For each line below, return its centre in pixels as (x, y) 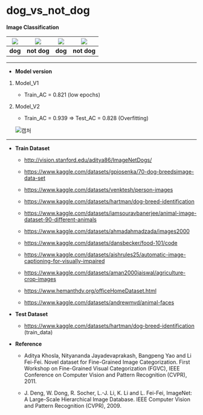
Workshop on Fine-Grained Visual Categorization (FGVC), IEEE (102, 368)
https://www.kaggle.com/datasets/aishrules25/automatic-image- (105, 255)
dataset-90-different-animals (60, 219)
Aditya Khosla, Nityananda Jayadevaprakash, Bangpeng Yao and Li (108, 355)
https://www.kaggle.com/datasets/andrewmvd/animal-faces (99, 302)
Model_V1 (27, 83)
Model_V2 (27, 106)
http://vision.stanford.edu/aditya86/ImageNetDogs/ (88, 160)
